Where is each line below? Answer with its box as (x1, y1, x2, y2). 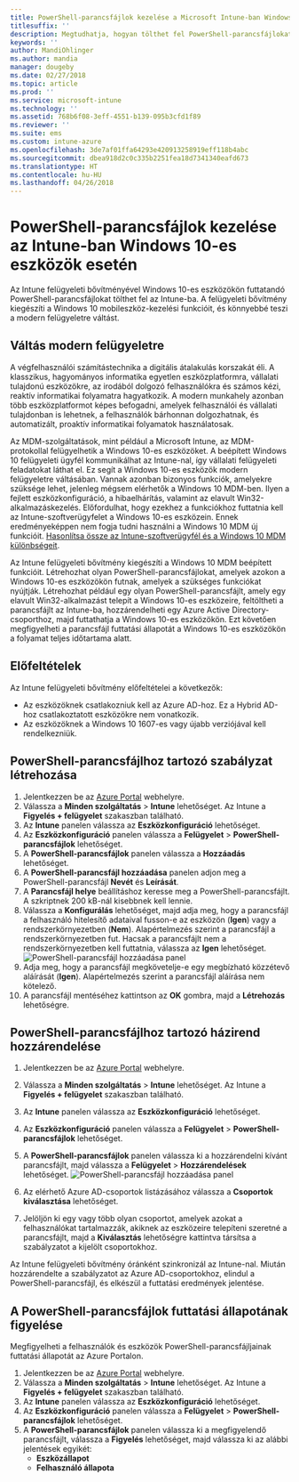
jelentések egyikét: (22, 1444, 92, 1454)
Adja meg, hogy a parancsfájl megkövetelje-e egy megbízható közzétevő (22, 961, 290, 972)
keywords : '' (10, 37, 59, 47)
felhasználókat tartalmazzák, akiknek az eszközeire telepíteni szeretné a (22, 1223, 287, 1234)
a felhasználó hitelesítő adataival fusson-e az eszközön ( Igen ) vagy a (22, 914, 277, 925)
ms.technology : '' (10, 104, 78, 113)
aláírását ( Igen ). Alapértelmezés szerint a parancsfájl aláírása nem (22, 971, 265, 982)
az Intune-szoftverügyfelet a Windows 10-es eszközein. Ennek (10, 511, 239, 522)
